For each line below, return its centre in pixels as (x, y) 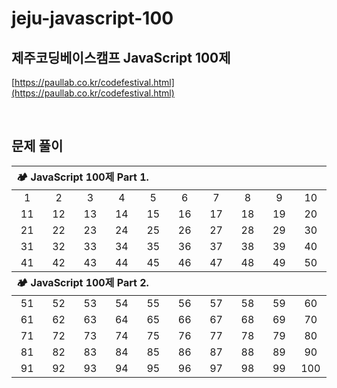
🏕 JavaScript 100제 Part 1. (82, 177)
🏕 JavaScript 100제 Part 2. (82, 282)
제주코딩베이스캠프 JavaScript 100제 (121, 57)
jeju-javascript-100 (92, 18)
